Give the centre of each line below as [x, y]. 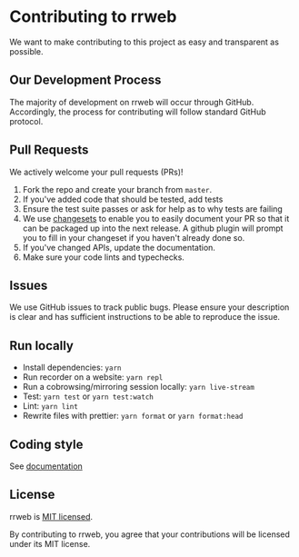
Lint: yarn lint [50, 406]
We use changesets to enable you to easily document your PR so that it [156, 218]
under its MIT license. [50, 543]
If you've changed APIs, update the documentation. [119, 247]
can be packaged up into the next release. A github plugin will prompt [153, 228]
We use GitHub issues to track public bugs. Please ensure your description [149, 307]
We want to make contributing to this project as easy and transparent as [145, 42]
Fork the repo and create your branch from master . [117, 189]
